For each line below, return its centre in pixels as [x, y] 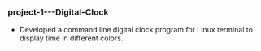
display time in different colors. [71, 38]
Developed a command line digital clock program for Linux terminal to [136, 30]
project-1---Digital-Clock [58, 12]
